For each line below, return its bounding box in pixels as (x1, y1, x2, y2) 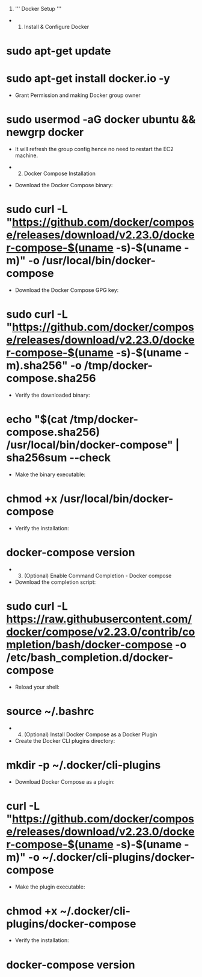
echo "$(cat (6, 412, 67, 426)
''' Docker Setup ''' (14, 5, 62, 12)
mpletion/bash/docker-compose (6, 637, 173, 651)
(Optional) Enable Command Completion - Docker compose (23, 572, 172, 579)
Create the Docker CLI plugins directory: (14, 737, 115, 744)
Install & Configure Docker (23, 23, 89, 30)
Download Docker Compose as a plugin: (14, 778, 115, 785)
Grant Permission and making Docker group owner (14, 91, 141, 99)
